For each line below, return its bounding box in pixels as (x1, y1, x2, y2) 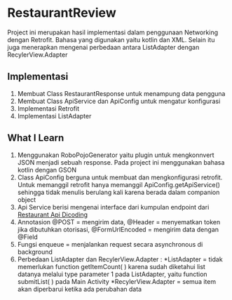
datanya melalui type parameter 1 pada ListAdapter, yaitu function (17, 270, 208, 278)
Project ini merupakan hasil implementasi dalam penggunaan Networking (7, 28, 219, 36)
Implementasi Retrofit (17, 104, 80, 113)
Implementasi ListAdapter (17, 111, 92, 120)
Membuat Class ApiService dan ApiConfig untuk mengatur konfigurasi (17, 97, 221, 105)
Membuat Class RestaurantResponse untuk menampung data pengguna (17, 89, 226, 97)
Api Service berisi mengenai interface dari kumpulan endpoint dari (17, 203, 210, 211)
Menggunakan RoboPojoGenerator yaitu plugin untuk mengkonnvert (17, 151, 215, 159)
